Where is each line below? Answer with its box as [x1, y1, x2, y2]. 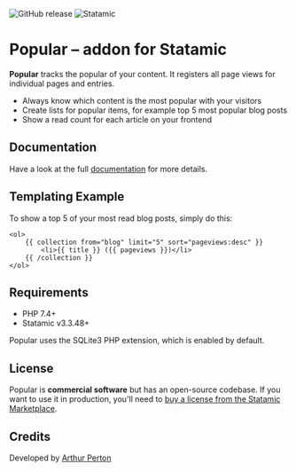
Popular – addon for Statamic [9, 40, 228, 59]
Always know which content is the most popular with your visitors [21, 95, 262, 106]
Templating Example [9, 189, 125, 204]
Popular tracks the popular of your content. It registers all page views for [9, 68, 277, 79]
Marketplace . [9, 404, 58, 414]
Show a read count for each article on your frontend [21, 114, 213, 124]
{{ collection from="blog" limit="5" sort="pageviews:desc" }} [25, 238, 264, 247]
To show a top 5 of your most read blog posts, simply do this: [9, 213, 233, 224]
